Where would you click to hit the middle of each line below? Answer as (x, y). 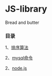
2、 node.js (16, 68)
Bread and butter (22, 22)
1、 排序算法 (17, 48)
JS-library (26, 9)
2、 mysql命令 (19, 58)
